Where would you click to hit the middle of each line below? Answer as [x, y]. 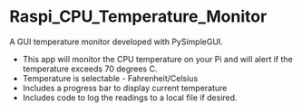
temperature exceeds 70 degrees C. [90, 69]
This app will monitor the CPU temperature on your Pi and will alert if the [157, 59]
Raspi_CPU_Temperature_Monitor [138, 17]
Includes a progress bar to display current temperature [125, 88]
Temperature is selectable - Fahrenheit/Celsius [110, 78]
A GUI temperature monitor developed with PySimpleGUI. [117, 42]
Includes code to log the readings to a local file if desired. [130, 98]
